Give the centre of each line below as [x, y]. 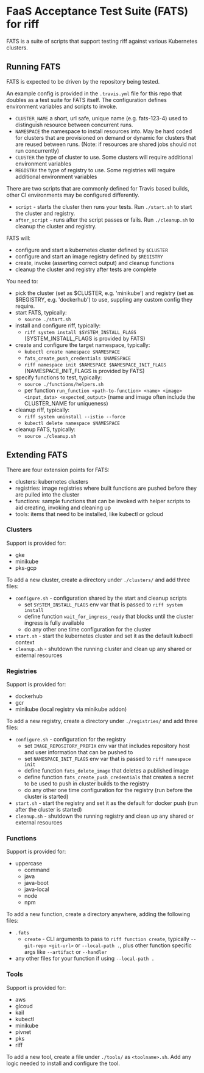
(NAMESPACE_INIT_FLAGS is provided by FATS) [84, 371]
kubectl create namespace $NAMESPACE [72, 352]
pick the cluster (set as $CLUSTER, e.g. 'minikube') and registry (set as [104, 293]
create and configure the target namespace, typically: [83, 345]
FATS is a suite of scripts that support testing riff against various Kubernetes [102, 41]
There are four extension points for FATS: [58, 470]
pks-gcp [26, 568]
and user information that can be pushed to [79, 752]
